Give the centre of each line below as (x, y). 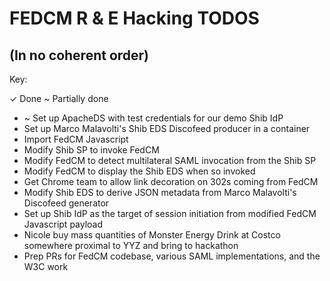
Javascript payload (63, 224)
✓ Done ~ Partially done (59, 98)
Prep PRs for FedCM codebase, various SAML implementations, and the (172, 256)
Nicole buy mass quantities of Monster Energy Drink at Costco (152, 235)
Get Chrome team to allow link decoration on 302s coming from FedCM (171, 181)
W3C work (46, 266)
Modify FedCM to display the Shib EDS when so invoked (139, 171)
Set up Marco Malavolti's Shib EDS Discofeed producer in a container (167, 128)
